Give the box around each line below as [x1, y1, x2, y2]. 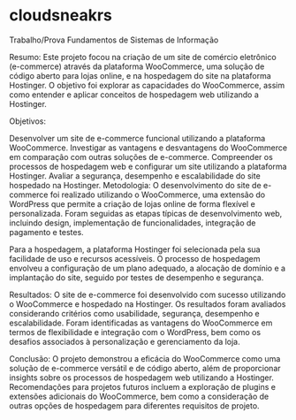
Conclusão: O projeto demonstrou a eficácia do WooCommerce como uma [9, 353, 281, 363]
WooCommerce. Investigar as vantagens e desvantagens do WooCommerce [9, 142, 288, 153]
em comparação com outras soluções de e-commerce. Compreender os [9, 151, 274, 162]
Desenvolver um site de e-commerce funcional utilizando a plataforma [9, 133, 266, 143]
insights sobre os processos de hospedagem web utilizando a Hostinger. [9, 372, 274, 383]
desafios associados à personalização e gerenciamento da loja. [9, 336, 240, 347]
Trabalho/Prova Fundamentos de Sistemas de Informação [9, 34, 219, 45]
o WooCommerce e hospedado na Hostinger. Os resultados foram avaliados [9, 298, 286, 309]
